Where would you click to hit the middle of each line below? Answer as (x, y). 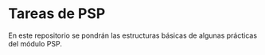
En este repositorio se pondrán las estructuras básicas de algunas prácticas (132, 35)
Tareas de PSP (57, 14)
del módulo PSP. (35, 43)
